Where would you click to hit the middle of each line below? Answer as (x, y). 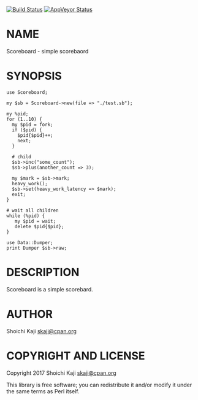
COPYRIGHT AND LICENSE (76, 356)
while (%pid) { (26, 216)
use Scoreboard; (27, 92)
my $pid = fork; (32, 125)
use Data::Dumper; (30, 242)
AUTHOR (30, 314)
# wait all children (33, 210)
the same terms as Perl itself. (43, 391)
